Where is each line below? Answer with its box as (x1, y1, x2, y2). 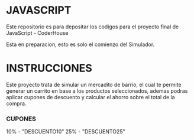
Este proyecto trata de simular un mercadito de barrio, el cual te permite (6, 81, 182, 88)
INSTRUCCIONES (6, 61, 93, 75)
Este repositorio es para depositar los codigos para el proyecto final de (6, 23, 179, 30)
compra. (6, 100, 27, 107)
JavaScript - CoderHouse (6, 29, 69, 36)
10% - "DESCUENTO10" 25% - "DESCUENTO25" (6, 128, 125, 135)
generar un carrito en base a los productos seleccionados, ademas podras (6, 87, 188, 95)
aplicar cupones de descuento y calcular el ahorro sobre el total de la (6, 93, 176, 100)
